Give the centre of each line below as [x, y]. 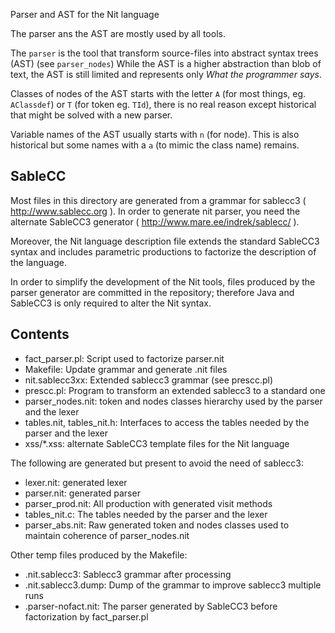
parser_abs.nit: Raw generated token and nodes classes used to [157, 525]
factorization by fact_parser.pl [86, 616]
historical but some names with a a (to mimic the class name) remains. [155, 145]
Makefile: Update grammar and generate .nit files [126, 369]
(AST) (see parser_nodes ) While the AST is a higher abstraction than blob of [166, 63]
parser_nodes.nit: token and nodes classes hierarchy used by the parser [173, 401]
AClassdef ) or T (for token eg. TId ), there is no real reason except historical [163, 104]
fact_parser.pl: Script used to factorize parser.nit [124, 358]
